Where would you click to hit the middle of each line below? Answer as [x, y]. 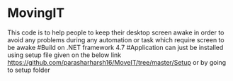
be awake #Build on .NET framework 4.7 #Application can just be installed [115, 47]
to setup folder [29, 70]
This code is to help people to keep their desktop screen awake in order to [116, 32]
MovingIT [36, 13]
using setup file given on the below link [64, 55]
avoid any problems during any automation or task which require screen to [116, 39]
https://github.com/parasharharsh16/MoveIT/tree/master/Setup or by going [117, 62]
